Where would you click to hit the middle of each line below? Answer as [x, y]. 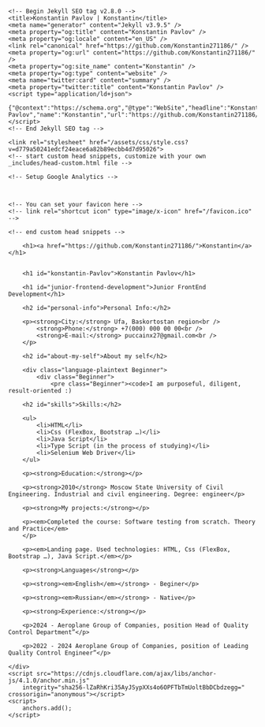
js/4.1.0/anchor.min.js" [49, 680]
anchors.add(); [47, 708]
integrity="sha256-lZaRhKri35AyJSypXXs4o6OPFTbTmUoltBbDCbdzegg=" [134, 688]
